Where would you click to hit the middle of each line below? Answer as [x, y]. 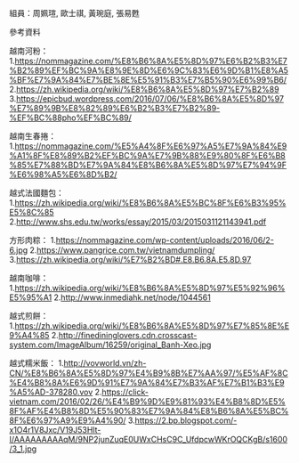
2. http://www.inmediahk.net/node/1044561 [132, 297]
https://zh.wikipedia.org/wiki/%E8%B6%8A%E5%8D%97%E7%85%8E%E [152, 326]
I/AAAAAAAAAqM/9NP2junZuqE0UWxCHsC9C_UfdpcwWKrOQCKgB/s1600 [148, 439]
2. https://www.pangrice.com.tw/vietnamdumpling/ [122, 250]
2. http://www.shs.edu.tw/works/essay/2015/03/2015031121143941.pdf [138, 222]
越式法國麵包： [36, 193]
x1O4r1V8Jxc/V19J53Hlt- [55, 430]
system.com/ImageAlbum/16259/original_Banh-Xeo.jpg [110, 345]
